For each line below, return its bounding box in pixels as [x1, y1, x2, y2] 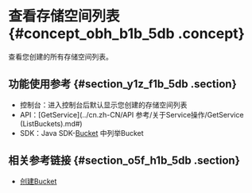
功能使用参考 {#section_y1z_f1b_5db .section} [8, 77, 237, 91]
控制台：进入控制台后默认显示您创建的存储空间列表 [19, 100, 188, 110]
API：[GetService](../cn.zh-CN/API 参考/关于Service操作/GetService [19, 110, 244, 119]
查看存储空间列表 [8, 7, 121, 25]
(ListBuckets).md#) [19, 118, 83, 128]
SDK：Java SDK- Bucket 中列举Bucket [19, 128, 145, 137]
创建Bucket [19, 176, 57, 186]
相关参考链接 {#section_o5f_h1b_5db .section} [8, 154, 241, 168]
